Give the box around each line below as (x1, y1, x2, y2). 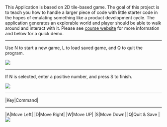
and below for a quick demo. (5, 31, 64, 36)
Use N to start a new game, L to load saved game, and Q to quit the (5, 45, 143, 51)
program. (5, 50, 24, 56)
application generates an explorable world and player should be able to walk (5, 20, 162, 26)
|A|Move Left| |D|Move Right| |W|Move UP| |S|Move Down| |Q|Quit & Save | (5, 112, 160, 117)
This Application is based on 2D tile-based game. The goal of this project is (5, 4, 160, 10)
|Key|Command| (5, 97, 39, 103)
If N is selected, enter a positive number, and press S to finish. (5, 74, 133, 79)
